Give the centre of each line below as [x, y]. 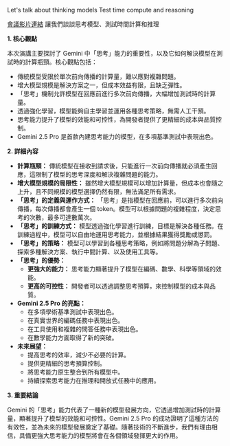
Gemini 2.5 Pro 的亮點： [51, 303]
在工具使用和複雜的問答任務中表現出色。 [84, 329]
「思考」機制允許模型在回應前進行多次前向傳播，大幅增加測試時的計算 [116, 93]
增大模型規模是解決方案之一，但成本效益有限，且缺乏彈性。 [101, 85]
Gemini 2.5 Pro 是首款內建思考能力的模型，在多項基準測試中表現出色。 [117, 136]
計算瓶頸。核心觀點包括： [61, 62]
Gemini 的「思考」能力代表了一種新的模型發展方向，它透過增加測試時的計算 [114, 410]
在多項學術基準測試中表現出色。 [72, 312]
